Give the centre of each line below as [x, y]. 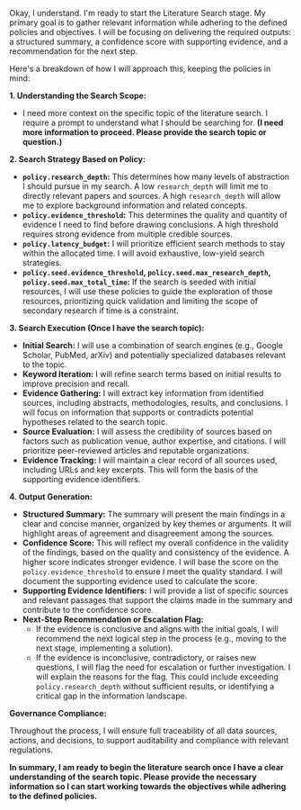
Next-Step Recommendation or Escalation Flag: [113, 619]
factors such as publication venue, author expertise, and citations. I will [154, 441]
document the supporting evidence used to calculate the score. [140, 581]
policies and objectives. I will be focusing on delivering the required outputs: [150, 32]
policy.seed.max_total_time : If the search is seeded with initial [139, 282]
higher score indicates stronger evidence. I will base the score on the [150, 562]
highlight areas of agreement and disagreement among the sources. [148, 533]
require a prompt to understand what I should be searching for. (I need [153, 122]
